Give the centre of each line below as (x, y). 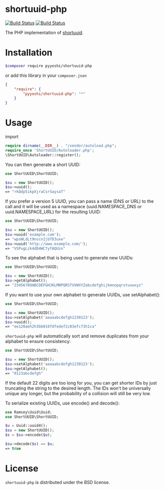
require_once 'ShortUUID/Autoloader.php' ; (50, 150)
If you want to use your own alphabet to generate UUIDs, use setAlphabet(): (83, 295)
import (12, 137)
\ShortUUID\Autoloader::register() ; (43, 155)
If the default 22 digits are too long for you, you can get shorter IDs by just (81, 383)
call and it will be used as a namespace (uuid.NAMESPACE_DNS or (74, 207)
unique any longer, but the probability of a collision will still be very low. (78, 393)
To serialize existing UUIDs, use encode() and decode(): (63, 403)
